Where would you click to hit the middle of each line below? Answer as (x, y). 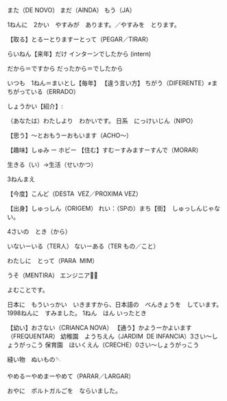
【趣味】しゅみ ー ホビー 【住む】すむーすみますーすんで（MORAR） (105, 150)
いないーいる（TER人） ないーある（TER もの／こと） (83, 246)
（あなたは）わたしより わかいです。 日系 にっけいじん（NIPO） (102, 121)
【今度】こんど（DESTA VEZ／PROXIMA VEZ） (74, 194)
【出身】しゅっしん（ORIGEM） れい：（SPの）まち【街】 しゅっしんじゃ (111, 208)
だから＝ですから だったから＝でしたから (65, 68)
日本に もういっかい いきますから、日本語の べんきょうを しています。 (115, 305)
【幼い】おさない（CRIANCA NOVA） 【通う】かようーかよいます (99, 328)
